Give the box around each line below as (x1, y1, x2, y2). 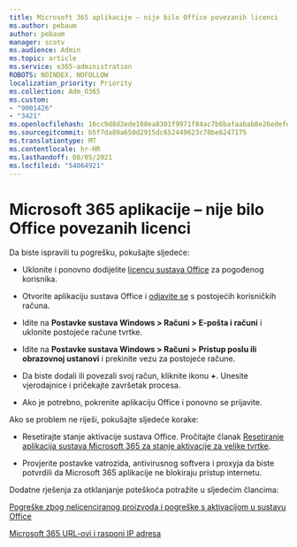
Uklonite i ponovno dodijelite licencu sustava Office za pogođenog (21, 265, 264, 275)
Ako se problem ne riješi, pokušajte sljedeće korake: (9, 414, 199, 425)
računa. (21, 300, 50, 311)
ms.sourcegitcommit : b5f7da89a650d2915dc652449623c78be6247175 (9, 128, 247, 137)
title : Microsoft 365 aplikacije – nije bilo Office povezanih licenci (9, 12, 278, 22)
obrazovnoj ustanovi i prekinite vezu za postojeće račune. (21, 353, 236, 364)
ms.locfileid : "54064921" (9, 161, 104, 170)
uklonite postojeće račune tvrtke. (21, 327, 143, 337)
